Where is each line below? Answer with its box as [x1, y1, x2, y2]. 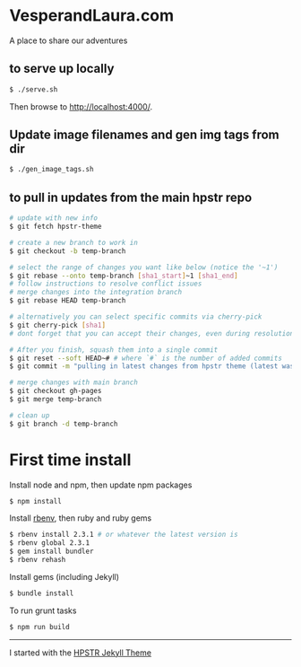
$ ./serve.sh [9, 84, 58, 94]
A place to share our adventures [9, 35, 128, 46]
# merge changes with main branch [9, 378, 139, 387]
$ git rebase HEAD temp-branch [9, 296, 126, 305]
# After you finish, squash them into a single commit [9, 345, 219, 355]
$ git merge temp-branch [9, 395, 102, 404]
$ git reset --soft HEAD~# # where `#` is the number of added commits [9, 354, 282, 363]
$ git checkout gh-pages [9, 387, 102, 396]
